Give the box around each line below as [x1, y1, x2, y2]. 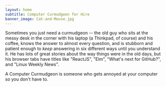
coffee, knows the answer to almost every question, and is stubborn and [5, 41, 153, 46]
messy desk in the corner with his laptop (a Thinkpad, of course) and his [5, 35, 153, 41]
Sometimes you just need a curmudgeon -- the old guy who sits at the [5, 30, 149, 36]
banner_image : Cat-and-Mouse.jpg [5, 16, 74, 21]
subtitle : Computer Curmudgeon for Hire [5, 12, 90, 17]
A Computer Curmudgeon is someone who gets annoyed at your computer [5, 71, 158, 77]
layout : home [5, 7, 32, 12]
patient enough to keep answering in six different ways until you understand [5, 45, 160, 52]
